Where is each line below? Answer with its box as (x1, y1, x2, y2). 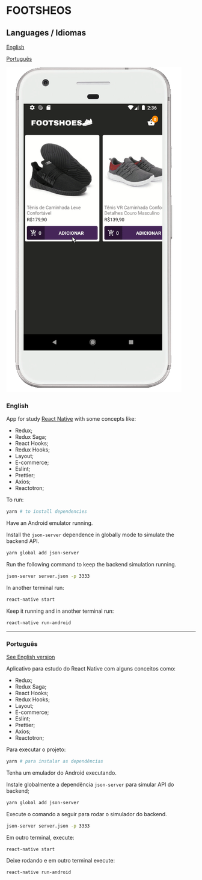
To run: (6, 496, 24, 503)
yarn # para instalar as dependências (6, 758, 103, 764)
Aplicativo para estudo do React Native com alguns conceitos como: (6, 665, 176, 672)
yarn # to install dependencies (6, 509, 87, 515)
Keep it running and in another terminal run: (6, 607, 114, 615)
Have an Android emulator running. (6, 519, 93, 527)
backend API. (6, 538, 40, 545)
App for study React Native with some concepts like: (6, 415, 136, 423)
